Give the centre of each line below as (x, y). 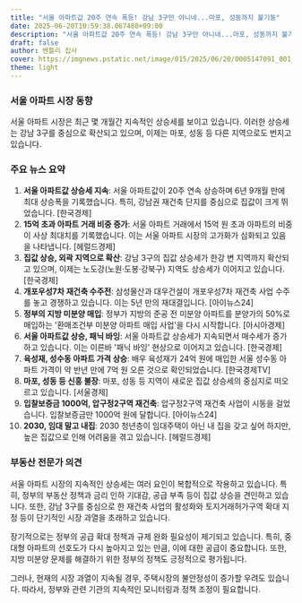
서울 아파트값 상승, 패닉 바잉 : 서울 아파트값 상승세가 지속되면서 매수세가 (147, 336)
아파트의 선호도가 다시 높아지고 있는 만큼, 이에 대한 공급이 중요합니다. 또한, (157, 547)
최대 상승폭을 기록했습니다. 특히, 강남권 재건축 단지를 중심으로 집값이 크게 (151, 202)
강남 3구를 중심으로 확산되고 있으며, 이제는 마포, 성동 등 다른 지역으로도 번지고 (155, 133)
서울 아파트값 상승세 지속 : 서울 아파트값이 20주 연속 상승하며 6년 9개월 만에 (154, 191)
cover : (22, 59)
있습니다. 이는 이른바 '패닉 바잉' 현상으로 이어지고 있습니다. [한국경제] (161, 348)
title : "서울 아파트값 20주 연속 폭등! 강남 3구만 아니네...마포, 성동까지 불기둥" (145, 17)
